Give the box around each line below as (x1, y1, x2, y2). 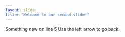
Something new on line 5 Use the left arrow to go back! (5, 26, 120, 32)
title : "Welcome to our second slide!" (5, 12, 90, 17)
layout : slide (5, 7, 35, 13)
